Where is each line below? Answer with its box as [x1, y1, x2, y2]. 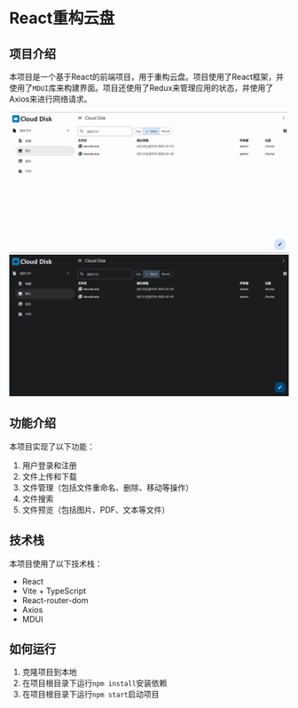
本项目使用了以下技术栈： [9, 558, 103, 569]
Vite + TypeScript [21, 585, 87, 596]
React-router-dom [21, 594, 89, 605]
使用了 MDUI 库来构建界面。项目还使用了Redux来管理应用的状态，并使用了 [9, 83, 274, 93]
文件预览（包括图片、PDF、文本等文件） [21, 504, 170, 515]
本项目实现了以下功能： [9, 441, 95, 451]
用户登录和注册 [21, 459, 77, 471]
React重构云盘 [9, 8, 115, 28]
